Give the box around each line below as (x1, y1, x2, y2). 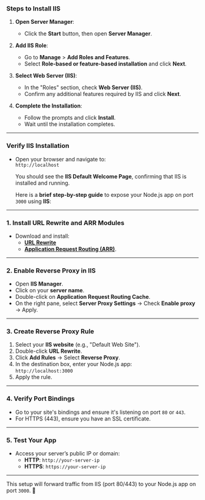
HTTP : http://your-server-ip (24, 457, 100, 464)
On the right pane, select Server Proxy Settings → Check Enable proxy (15, 300, 195, 307)
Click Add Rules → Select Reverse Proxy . (15, 354, 120, 361)
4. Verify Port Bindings (6, 394, 75, 403)
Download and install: (15, 232, 70, 240)
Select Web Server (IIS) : (15, 72, 77, 79)
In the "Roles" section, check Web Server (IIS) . (24, 84, 143, 91)
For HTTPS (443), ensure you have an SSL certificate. (15, 414, 151, 422)
